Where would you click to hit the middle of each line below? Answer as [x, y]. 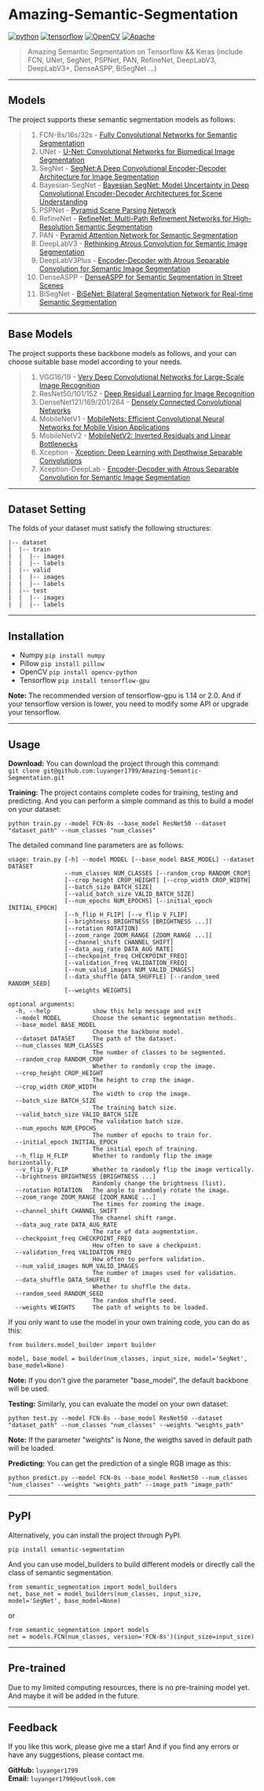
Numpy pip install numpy [62, 655]
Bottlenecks [59, 443]
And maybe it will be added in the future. [74, 1696]
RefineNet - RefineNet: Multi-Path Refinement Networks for [135, 218]
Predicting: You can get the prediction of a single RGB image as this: [119, 1463]
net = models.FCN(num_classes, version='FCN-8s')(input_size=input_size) [132, 1637]
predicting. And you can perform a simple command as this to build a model [131, 801]
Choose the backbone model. [138, 1032]
